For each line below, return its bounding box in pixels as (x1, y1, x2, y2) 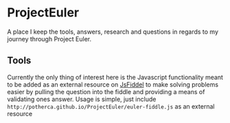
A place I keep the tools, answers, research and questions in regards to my (7, 27, 218, 36)
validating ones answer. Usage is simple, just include (7, 95, 157, 103)
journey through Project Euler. (7, 34, 92, 43)
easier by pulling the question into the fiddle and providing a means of (7, 87, 205, 96)
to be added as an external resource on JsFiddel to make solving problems (7, 80, 218, 89)
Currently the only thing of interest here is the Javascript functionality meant (7, 73, 223, 81)
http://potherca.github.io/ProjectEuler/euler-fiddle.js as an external (7, 102, 215, 111)
